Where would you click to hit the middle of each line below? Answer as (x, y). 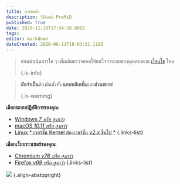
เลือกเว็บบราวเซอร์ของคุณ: (31, 144)
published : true (26, 22)
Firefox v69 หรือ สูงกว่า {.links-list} (53, 162)
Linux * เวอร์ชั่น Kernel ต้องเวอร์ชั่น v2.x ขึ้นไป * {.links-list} (79, 132)
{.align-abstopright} (37, 175)
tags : (13, 34)
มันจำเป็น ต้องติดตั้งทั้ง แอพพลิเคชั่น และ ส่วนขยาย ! (67, 84)
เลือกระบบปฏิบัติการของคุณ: (33, 107)
